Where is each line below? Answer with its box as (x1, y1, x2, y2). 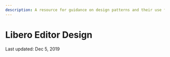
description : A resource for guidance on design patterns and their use (5, 7, 162, 13)
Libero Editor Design (5, 29, 93, 40)
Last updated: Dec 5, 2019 (5, 46, 60, 52)
